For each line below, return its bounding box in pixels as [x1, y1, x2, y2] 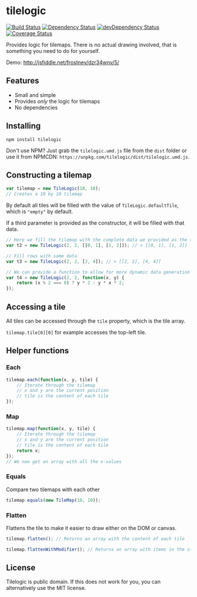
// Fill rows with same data [6, 253, 77, 259]
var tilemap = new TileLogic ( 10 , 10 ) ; [6, 186, 101, 192]
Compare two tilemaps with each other [6, 486, 100, 493]
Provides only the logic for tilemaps [14, 98, 100, 105]
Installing [6, 121, 41, 131]
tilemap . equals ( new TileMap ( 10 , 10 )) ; [6, 497, 101, 503]
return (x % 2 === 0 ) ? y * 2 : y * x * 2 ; [16, 280, 125, 286]
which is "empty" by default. [6, 208, 73, 215]
